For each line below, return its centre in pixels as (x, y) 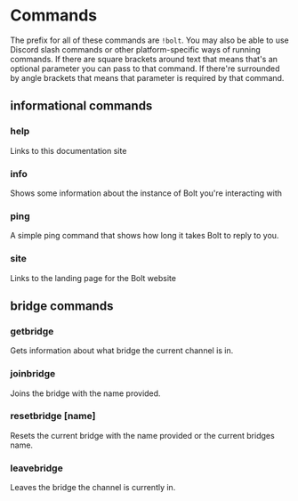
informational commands (81, 106)
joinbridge (33, 374)
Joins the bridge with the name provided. (85, 393)
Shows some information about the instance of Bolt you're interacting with (146, 193)
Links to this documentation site (68, 150)
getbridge (32, 331)
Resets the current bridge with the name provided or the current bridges (142, 435)
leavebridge (36, 468)
